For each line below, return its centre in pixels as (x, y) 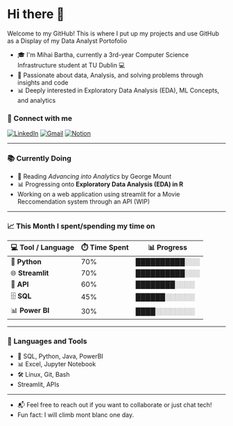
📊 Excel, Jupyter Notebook (57, 364)
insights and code (43, 82)
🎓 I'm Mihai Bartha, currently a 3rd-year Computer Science (103, 54)
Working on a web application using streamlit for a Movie (98, 194)
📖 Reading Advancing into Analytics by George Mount (94, 176)
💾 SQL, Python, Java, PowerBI (60, 357)
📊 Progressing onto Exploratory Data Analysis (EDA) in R (100, 184)
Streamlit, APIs (38, 384)
